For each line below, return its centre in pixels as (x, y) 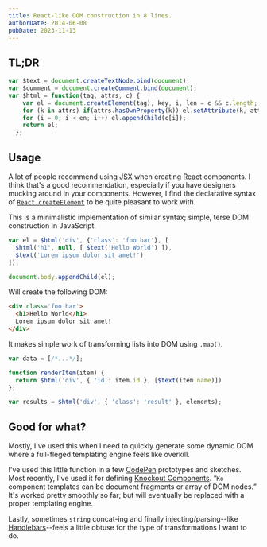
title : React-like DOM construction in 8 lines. (90, 16)
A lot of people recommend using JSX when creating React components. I (130, 177)
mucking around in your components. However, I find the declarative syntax (132, 193)
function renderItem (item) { (56, 373)
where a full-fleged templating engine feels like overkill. (99, 455)
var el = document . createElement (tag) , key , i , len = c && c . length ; (140, 103)
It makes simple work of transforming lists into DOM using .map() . (116, 343)
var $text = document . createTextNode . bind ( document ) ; (99, 81)
